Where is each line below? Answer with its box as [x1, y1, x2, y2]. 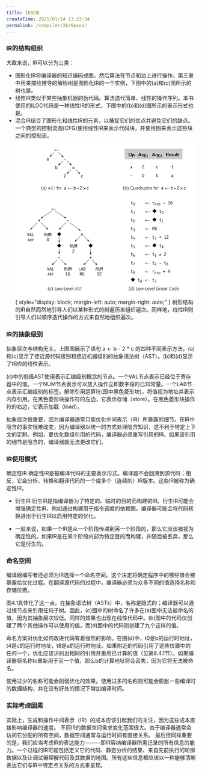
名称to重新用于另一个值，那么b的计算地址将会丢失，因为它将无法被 [22, 657, 188, 665]
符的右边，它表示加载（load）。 [6, 403, 83, 410]
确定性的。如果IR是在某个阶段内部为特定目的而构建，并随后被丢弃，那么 [14, 532, 194, 539]
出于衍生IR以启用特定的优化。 [25, 512, 99, 520]
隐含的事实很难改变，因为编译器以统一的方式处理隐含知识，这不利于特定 [6, 423, 185, 430]
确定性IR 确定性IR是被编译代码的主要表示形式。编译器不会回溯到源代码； [6, 469, 186, 476]
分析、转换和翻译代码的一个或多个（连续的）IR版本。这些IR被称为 [26, 477, 190, 484]
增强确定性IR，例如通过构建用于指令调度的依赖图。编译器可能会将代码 [14, 505, 189, 512]
